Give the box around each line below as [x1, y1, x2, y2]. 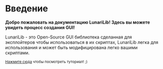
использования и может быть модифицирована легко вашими [5, 44, 138, 50]
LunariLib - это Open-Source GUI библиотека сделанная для [5, 34, 132, 40]
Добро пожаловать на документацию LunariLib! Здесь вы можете [5, 19, 150, 25]
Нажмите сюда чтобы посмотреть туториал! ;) [5, 59, 88, 64]
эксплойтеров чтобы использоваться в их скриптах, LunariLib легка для [5, 39, 159, 45]
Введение [5, 3, 48, 14]
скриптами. [5, 50, 30, 56]
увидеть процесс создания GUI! [5, 24, 76, 30]
